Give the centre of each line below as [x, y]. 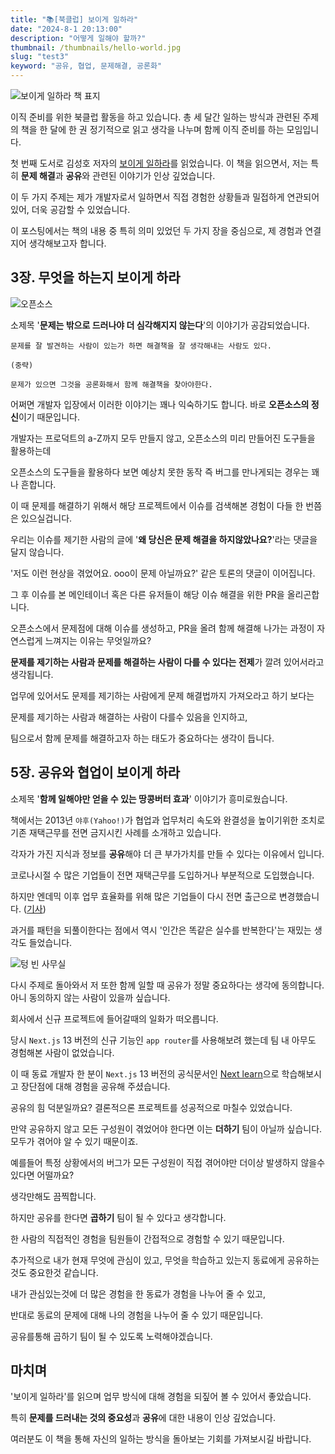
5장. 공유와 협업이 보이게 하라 [95, 772]
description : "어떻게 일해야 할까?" [78, 38]
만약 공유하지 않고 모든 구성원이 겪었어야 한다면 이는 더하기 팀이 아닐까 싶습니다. [166, 1128]
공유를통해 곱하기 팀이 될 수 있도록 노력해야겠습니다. [111, 1336]
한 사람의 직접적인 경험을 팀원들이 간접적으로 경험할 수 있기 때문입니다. [147, 1238]
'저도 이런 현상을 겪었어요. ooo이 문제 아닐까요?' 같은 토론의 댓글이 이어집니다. [163, 573]
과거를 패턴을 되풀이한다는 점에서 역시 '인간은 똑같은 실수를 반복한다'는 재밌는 [161, 930]
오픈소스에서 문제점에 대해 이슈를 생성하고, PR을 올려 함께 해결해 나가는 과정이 [162, 628]
